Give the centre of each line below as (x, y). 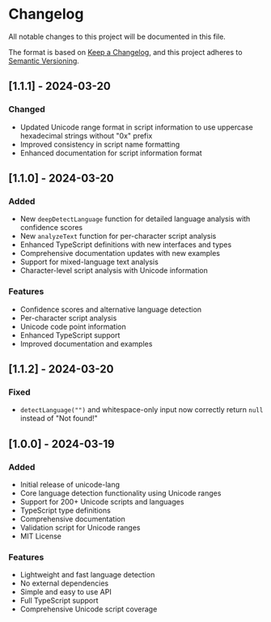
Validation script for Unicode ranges (80, 527)
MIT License (41, 536)
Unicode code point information (73, 326)
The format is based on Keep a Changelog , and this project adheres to (125, 52)
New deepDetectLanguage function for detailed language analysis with (135, 219)
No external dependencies (64, 583)
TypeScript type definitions (65, 510)
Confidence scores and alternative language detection (111, 309)
